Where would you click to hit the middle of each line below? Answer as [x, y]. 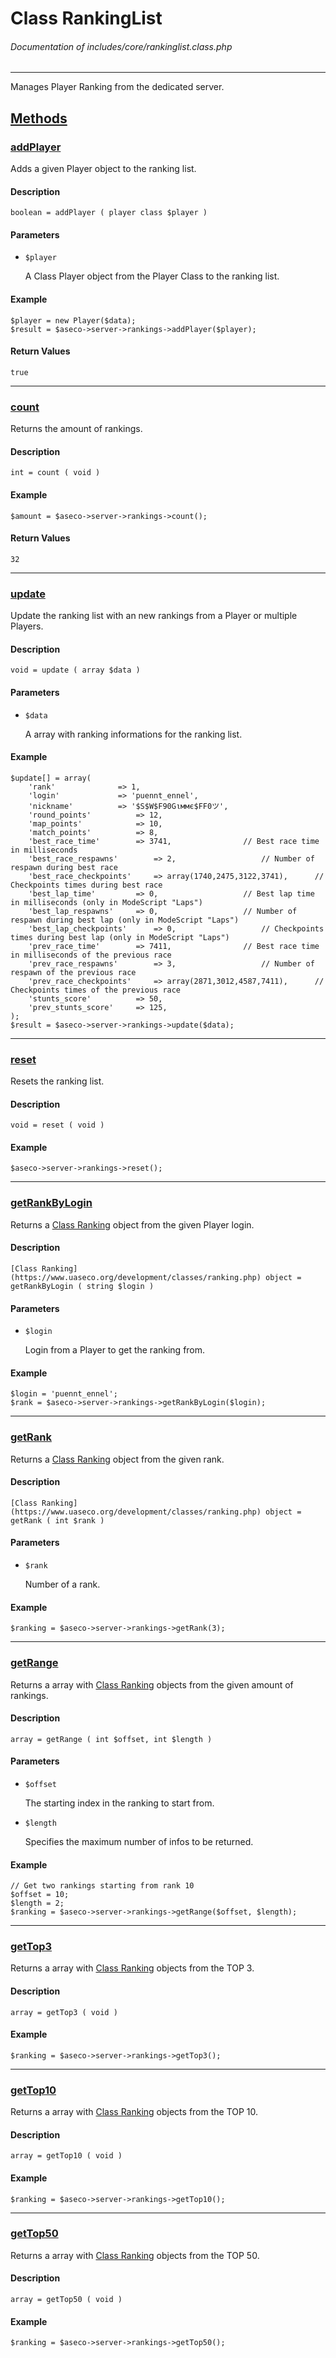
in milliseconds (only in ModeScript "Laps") [106, 902]
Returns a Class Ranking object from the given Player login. [132, 1224]
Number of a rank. [62, 1584]
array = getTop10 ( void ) [66, 2156]
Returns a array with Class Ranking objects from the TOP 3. [132, 1968]
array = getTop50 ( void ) [66, 2300]
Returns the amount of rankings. [76, 429]
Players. [27, 626]
